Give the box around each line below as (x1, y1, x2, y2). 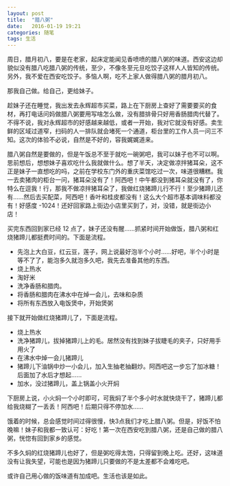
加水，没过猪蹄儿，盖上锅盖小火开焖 (16, 379, 120, 387)
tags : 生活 (7, 36, 36, 42)
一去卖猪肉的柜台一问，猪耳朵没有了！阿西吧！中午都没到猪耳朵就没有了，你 (7, 176, 223, 184)
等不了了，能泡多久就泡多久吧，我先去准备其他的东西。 (16, 256, 173, 264)
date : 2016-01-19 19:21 (7, 23, 81, 29)
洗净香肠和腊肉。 (16, 282, 66, 290)
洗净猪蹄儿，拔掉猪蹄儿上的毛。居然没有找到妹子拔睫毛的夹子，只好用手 (16, 337, 221, 345)
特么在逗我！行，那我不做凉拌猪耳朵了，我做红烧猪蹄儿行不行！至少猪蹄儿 (7, 184, 217, 192)
